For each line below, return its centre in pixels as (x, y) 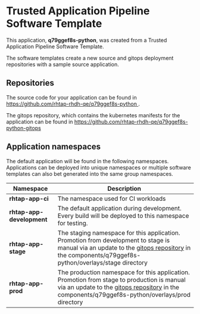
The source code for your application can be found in (71, 97)
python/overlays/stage (89, 262)
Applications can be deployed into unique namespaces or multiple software (99, 167)
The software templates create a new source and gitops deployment (90, 58)
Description (124, 188)
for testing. (73, 223)
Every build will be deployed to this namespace (123, 216)
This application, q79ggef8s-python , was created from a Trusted (87, 40)
